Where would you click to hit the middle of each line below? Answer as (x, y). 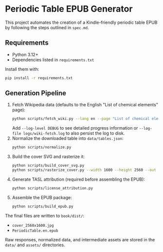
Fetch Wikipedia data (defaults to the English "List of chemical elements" (85, 105)
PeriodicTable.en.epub (35, 231)
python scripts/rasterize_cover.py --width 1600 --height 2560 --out (84, 170)
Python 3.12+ (25, 54)
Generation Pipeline (36, 93)
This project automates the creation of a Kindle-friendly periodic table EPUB (81, 22)
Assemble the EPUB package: (42, 197)
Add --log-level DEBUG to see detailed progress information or (75, 128)
